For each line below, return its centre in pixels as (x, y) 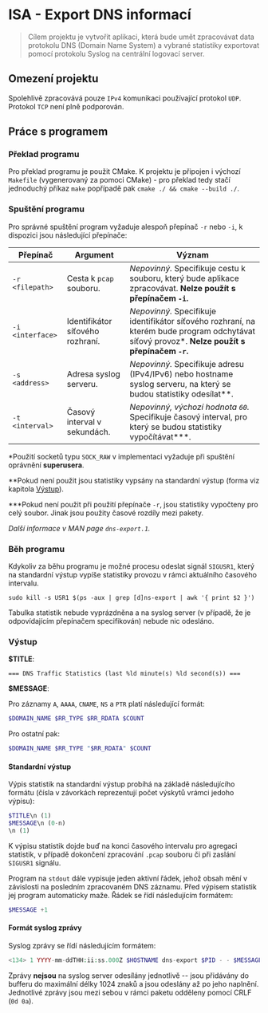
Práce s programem (58, 132)
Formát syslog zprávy (45, 928)
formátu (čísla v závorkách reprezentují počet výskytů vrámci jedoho (121, 793)
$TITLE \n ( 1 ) (30, 816)
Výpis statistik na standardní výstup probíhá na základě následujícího (122, 784)
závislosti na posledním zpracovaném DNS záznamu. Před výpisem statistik (132, 886)
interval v (84, 422)
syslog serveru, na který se (180, 384)
